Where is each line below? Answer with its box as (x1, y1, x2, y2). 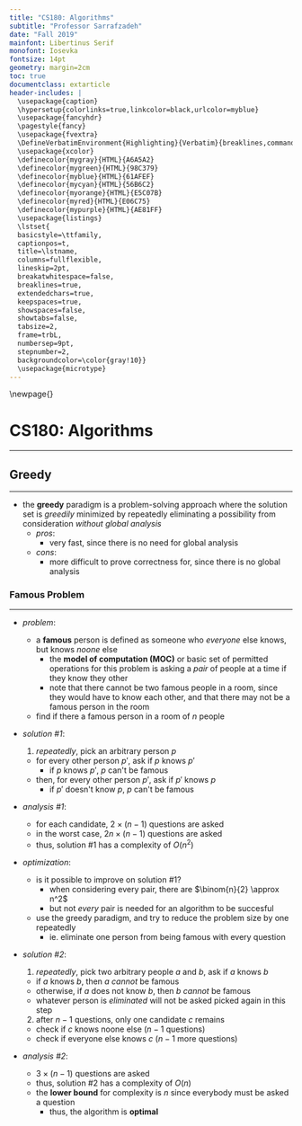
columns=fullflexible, (17, 255, 102, 265)
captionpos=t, (17, 239, 70, 248)
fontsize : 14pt (9, 55, 67, 64)
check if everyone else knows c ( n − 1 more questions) (35, 1033, 238, 1044)
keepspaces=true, (17, 297, 83, 306)
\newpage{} (9, 388, 54, 400)
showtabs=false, (17, 314, 78, 324)
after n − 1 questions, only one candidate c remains (35, 1015, 225, 1025)
